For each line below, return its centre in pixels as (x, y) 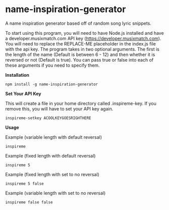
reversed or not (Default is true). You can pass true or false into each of (79, 60)
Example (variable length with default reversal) (54, 137)
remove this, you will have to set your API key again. (59, 109)
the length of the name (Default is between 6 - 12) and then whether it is (80, 55)
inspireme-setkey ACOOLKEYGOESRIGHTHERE (48, 118)
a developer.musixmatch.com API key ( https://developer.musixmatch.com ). (83, 38)
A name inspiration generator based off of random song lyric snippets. (78, 23)
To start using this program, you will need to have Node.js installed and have (84, 33)
